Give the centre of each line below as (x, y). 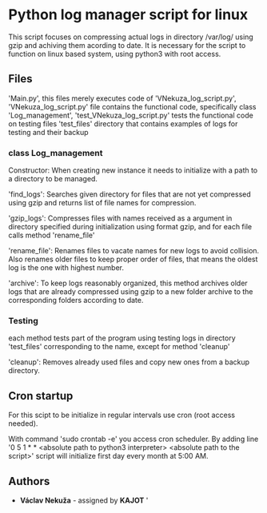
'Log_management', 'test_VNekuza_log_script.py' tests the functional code (131, 115)
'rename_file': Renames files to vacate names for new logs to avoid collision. (134, 251)
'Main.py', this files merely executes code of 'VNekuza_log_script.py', (122, 98)
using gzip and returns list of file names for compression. (102, 203)
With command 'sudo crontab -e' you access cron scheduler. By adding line (133, 439)
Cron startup (41, 396)
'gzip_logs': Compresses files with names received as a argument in (120, 218)
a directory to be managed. (53, 179)
